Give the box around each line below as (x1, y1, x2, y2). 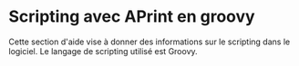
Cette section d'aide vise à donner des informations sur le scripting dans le (8, 36, 291, 47)
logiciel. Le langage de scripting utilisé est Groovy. (8, 45, 198, 56)
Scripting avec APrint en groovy (8, 6, 256, 27)
